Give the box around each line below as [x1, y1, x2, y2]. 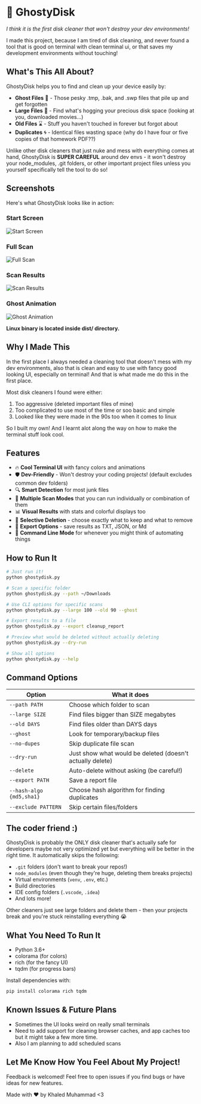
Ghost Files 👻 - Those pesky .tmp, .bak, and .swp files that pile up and [14, 94, 189, 101]
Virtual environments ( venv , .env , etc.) [14, 876, 109, 883]
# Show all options [6, 650, 55, 656]
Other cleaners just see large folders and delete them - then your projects [6, 907, 188, 914]
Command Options [6, 672, 78, 683]
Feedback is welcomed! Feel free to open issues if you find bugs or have [6, 1073, 185, 1080]
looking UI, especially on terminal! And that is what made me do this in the [6, 371, 188, 378]
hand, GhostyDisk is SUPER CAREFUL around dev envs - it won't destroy [6, 153, 187, 160]
